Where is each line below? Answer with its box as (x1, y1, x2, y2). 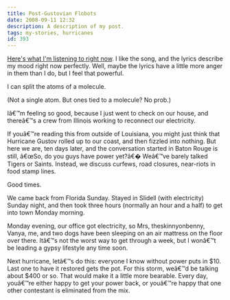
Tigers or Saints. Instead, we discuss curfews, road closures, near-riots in (7, 160, 216, 169)
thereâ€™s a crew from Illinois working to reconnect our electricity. (7, 116, 196, 125)
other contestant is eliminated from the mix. (7, 286, 130, 294)
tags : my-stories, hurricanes (7, 29, 94, 36)
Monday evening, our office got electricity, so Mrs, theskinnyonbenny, (7, 222, 205, 231)
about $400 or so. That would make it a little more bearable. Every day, (7, 272, 208, 280)
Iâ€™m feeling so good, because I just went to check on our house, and (7, 109, 209, 118)
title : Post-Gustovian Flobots (7, 10, 97, 17)
